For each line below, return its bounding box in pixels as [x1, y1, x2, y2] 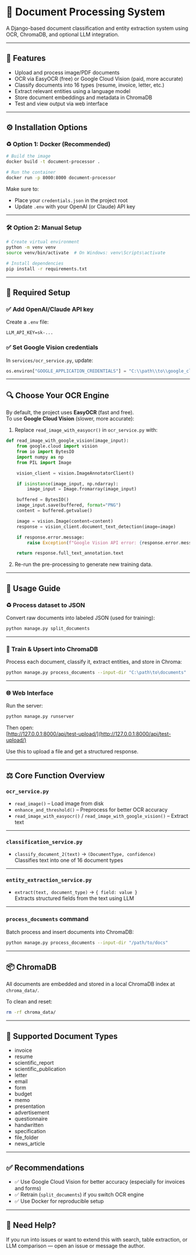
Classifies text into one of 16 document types [14, 857, 124, 864]
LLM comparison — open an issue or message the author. [6, 1242, 145, 1249]
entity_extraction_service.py [6, 877, 92, 884]
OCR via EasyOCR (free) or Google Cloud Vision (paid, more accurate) [14, 75, 184, 82]
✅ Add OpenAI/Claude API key [6, 305, 94, 313]
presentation [14, 1103, 45, 1110]
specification [14, 1128, 46, 1135]
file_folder [14, 1134, 39, 1141]
